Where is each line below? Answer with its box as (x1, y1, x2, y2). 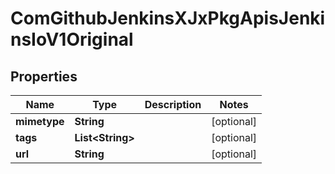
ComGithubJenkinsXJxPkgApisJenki (10, 7, 326, 30)
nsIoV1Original (10, 28, 134, 51)
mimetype (15, 115, 65, 128)
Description (144, 98, 202, 111)
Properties (10, 68, 78, 85)
